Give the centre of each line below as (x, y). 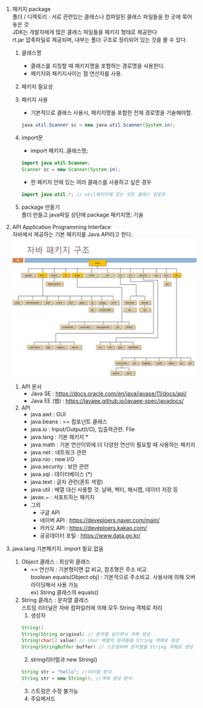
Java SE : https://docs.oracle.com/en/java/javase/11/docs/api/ (109, 393)
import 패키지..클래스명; (59, 150)
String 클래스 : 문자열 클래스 (55, 600)
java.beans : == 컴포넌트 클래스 (69, 421)
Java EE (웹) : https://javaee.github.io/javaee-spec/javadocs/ (107, 400)
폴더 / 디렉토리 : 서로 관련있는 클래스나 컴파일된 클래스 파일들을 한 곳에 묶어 (102, 17)
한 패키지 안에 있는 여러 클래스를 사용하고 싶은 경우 (91, 182)
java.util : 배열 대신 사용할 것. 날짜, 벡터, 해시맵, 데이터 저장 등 (104, 489)
